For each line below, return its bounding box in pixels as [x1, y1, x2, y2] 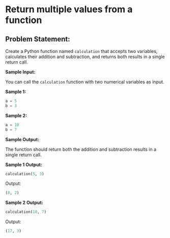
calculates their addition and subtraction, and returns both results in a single [5, 54, 165, 60]
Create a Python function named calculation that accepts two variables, [5, 48, 158, 54]
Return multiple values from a [5, 4, 133, 15]
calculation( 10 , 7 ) [5, 209, 47, 215]
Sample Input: [5, 69, 36, 75]
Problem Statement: [5, 35, 70, 43]
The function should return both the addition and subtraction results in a [5, 146, 157, 152]
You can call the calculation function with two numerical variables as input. [5, 79, 164, 85]
